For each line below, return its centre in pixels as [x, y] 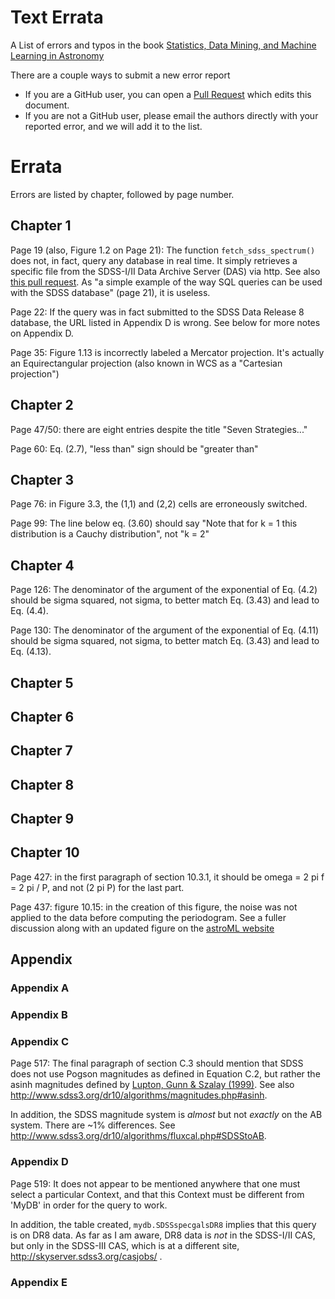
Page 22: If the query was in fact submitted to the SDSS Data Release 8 [157, 312]
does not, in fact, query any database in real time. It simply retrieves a [154, 260]
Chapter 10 [45, 852]
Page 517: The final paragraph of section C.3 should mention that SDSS [157, 1063]
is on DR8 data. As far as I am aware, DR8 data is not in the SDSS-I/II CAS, [163, 1235]
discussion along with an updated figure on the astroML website [142, 928]
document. [47, 105]
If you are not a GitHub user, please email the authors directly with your [171, 115]
